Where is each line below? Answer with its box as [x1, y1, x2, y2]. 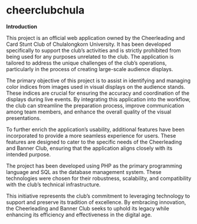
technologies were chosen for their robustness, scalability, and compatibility [6, 175, 192, 182]
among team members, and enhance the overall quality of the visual [6, 108, 172, 115]
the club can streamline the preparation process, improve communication [6, 102, 185, 109]
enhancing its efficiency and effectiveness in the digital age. [6, 211, 152, 218]
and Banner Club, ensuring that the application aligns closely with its [6, 145, 173, 152]
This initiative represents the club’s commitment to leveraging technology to [6, 192, 191, 199]
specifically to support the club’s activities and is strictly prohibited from [6, 46, 181, 54]
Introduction [6, 23, 37, 30]
